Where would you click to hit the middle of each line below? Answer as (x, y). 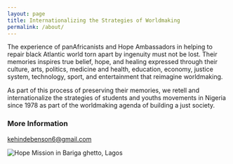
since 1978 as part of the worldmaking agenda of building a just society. (111, 106)
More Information (38, 124)
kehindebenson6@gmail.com (49, 139)
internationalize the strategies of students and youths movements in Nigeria (117, 98)
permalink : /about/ (36, 27)
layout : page (26, 14)
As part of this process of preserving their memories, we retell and (104, 90)
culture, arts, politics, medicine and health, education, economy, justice (111, 69)
